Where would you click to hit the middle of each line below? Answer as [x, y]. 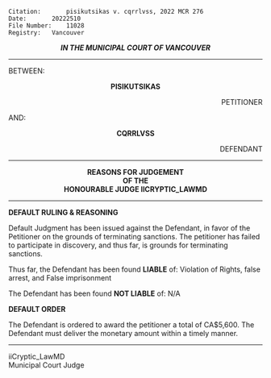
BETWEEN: [27, 71]
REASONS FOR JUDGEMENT [135, 172]
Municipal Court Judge [46, 365]
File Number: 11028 [46, 26]
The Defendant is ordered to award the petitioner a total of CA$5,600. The [131, 325]
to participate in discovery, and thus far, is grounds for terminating [118, 245]
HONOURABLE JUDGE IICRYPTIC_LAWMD [135, 189]
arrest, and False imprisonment [60, 278]
